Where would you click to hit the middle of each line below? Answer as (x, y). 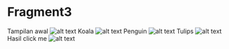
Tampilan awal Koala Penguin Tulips (101, 31)
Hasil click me (27, 38)
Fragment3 (40, 12)
